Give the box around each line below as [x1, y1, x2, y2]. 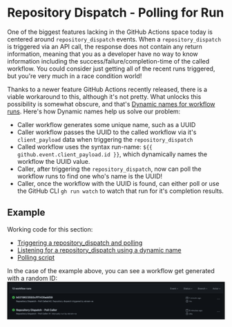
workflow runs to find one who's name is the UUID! [17, 171, 163, 180]
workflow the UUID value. [17, 157, 90, 165]
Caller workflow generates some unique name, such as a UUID [17, 120, 196, 129]
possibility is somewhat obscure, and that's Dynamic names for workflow [7, 100, 215, 108]
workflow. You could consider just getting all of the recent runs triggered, [7, 64, 215, 73]
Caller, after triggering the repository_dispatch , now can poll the [17, 165, 202, 173]
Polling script [17, 253, 55, 261]
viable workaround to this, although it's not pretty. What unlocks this [7, 92, 202, 101]
